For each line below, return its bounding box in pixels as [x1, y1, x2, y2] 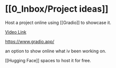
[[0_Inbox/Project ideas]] [5, 3, 109, 15]
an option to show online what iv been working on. [5, 48, 106, 54]
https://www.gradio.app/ [5, 38, 55, 45]
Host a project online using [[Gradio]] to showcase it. [5, 20, 111, 25]
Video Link [5, 29, 27, 35]
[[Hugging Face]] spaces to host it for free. [5, 57, 91, 63]
